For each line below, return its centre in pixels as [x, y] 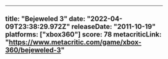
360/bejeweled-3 [33, 50]
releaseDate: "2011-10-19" [114, 27]
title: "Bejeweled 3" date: [45, 19]
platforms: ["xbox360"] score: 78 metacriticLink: [83, 35]
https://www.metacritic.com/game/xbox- [75, 42]
